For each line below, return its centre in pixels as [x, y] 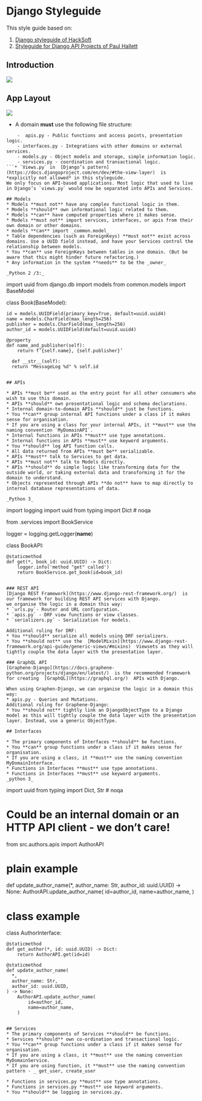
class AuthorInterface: [34, 933]
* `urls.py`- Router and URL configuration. [63, 610]
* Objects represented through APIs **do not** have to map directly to [100, 483]
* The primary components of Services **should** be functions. [89, 1034]
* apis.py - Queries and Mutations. [52, 699]
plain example [42, 868]
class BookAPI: [25, 545]
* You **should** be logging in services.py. [64, 1093]
